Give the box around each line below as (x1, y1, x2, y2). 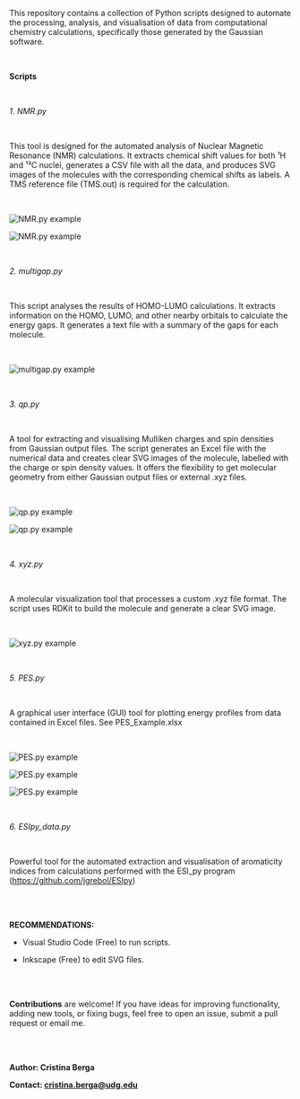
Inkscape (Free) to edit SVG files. (21, 954, 145, 964)
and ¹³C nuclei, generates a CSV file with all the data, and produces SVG (9, 160, 276, 170)
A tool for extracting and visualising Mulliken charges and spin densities (9, 434, 275, 444)
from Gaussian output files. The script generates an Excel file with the (9, 444, 267, 453)
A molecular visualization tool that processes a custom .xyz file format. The (9, 593, 287, 604)
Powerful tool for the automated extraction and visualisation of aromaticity (9, 857, 283, 866)
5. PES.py (9, 673, 45, 683)
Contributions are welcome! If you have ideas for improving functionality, (9, 998, 280, 1009)
